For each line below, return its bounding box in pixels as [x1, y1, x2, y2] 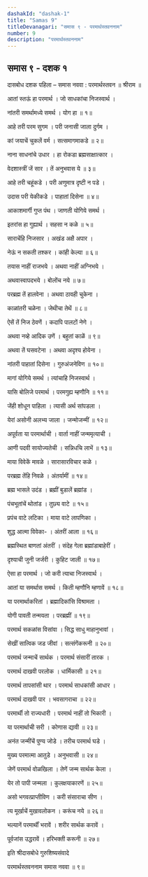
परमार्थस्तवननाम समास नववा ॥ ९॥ [7, 862, 85, 871]
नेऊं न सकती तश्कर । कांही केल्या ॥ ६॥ [7, 248, 98, 256]
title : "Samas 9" [7, 17, 58, 24]
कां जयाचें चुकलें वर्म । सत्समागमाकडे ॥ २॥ [7, 136, 104, 145]
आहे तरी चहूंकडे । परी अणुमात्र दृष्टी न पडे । [7, 178, 105, 186]
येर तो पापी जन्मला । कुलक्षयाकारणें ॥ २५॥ [7, 779, 103, 787]
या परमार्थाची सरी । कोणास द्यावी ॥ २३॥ [7, 723, 98, 731]
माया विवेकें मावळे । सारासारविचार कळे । [7, 457, 98, 466]
